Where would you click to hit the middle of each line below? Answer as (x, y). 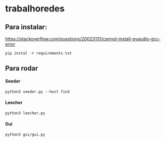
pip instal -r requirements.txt (38, 53)
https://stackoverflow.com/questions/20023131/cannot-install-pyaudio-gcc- (83, 39)
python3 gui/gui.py (25, 135)
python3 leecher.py (25, 113)
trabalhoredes (35, 9)
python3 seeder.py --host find (37, 92)
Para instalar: (26, 27)
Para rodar (22, 68)
